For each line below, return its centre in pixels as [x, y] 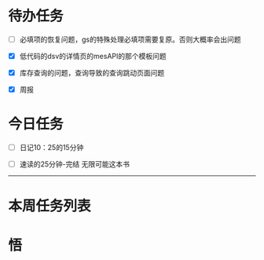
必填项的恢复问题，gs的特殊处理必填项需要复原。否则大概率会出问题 [130, 39]
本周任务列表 [50, 206]
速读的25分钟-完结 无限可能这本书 [75, 164]
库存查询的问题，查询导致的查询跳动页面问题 [92, 73]
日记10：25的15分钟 [51, 148]
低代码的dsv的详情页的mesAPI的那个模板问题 [93, 56]
